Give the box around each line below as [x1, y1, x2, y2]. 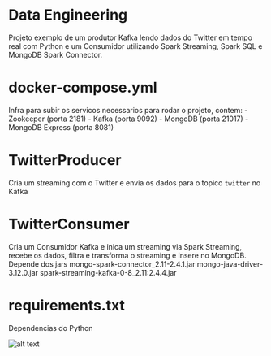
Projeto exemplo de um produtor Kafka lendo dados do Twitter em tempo [8, 33, 253, 42]
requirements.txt [8, 296, 126, 315]
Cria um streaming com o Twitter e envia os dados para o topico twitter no [8, 177, 261, 188]
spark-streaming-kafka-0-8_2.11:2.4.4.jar [40, 267, 177, 277]
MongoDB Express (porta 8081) [8, 122, 114, 132]
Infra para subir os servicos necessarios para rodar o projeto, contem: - [8, 105, 248, 115]
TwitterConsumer [8, 215, 130, 233]
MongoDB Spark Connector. [8, 50, 103, 59]
